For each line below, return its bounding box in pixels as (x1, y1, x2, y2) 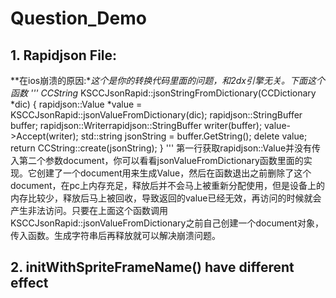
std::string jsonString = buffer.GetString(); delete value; (80, 130, 308, 142)
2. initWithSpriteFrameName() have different (10, 259, 295, 276)
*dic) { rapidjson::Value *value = (10, 98, 143, 110)
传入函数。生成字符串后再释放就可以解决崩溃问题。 (10, 230, 221, 241)
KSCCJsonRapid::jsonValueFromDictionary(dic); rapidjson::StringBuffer (10, 109, 303, 121)
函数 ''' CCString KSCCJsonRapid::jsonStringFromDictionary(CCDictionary (10, 87, 317, 99)
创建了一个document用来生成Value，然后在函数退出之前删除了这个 (36, 167, 312, 179)
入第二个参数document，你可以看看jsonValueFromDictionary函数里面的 (10, 155, 304, 166)
